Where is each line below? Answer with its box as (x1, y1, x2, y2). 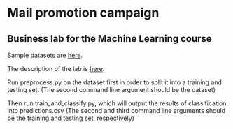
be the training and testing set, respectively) (7, 114, 135, 122)
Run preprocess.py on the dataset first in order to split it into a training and (7, 78, 223, 86)
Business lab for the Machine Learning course (7, 33, 212, 45)
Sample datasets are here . (7, 51, 83, 59)
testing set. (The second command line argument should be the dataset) (7, 86, 216, 93)
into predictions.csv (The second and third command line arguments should (7, 107, 226, 114)
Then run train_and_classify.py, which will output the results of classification (7, 99, 227, 107)
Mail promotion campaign (7, 5, 160, 21)
